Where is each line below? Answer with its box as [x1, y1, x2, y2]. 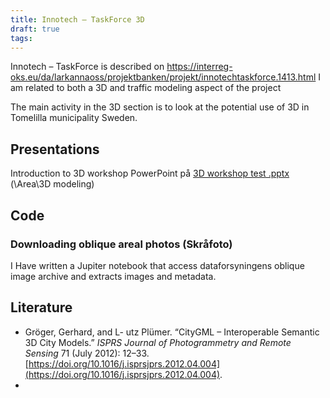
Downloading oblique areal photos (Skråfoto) [10, 237, 233, 251]
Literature [10, 299, 73, 316]
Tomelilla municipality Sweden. [10, 112, 138, 124]
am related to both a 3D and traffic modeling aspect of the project [10, 82, 282, 94]
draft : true [10, 24, 60, 34]
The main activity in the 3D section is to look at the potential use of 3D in [10, 101, 310, 113]
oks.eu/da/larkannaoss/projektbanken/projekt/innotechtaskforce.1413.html [10, 71, 317, 83]
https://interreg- [166, 61, 233, 73]
